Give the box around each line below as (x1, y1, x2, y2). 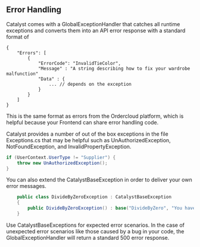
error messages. (6, 183, 46, 190)
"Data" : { (37, 76, 65, 82)
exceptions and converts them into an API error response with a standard (6, 27, 186, 34)
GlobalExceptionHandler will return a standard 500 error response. (6, 234, 170, 241)
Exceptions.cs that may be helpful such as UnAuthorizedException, (6, 136, 171, 143)
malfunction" (6, 71, 39, 77)
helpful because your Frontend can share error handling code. (6, 118, 159, 126)
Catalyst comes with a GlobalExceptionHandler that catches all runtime (6, 20, 180, 27)
